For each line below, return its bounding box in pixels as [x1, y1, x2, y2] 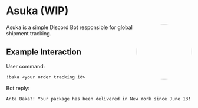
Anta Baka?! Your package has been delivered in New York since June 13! [6, 96, 192, 102]
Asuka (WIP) [6, 4, 69, 18]
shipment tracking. [6, 30, 52, 37]
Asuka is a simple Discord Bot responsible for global [6, 24, 133, 31]
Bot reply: [6, 84, 30, 91]
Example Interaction [6, 47, 81, 57]
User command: [6, 63, 45, 70]
